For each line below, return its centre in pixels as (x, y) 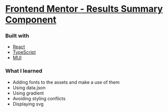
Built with (17, 36)
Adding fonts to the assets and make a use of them (66, 82)
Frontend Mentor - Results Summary (84, 9)
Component (31, 20)
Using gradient (28, 93)
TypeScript (24, 52)
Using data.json (29, 87)
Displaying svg (28, 104)
